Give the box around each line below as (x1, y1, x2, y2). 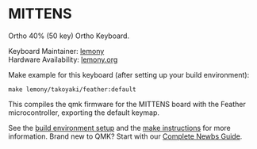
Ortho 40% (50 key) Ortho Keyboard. (8, 31, 129, 40)
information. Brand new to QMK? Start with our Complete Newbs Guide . (8, 132, 243, 141)
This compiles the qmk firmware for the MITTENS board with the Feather (8, 99, 246, 109)
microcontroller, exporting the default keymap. (8, 108, 160, 117)
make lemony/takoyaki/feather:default (8, 85, 136, 94)
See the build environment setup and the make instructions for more (8, 123, 232, 132)
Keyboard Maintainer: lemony (8, 46, 105, 55)
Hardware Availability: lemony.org (8, 55, 118, 64)
